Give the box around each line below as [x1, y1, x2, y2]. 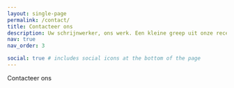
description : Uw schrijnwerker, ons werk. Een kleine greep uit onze [7, 29, 214, 37]
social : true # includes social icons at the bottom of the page [7, 55, 201, 62]
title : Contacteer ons [7, 23, 73, 30]
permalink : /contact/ [7, 17, 70, 24]
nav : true [7, 36, 36, 43]
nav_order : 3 [7, 42, 45, 49]
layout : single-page [7, 10, 68, 17]
